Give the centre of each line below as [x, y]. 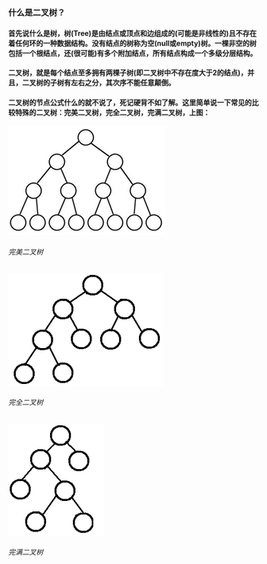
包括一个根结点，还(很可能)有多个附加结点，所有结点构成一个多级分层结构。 [133, 53]
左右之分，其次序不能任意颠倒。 [123, 83]
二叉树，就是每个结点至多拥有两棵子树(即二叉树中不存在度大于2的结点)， [128, 72]
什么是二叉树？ [37, 12]
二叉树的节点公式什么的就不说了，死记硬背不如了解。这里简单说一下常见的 [130, 102]
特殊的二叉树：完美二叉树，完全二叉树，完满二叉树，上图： [112, 112]
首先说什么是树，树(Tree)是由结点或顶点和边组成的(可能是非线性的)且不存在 [132, 33]
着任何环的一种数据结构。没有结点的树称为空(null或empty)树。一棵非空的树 [132, 43]
